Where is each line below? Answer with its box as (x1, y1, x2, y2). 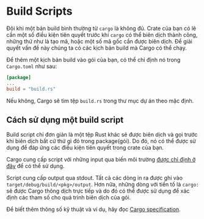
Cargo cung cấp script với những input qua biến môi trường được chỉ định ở (6, 156, 196, 163)
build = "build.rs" (6, 86, 56, 92)
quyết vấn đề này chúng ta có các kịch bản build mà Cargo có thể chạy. (6, 44, 188, 52)
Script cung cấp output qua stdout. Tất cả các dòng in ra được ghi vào (6, 174, 183, 182)
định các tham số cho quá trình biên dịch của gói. (6, 194, 131, 201)
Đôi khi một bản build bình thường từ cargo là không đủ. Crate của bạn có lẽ (6, 25, 197, 32)
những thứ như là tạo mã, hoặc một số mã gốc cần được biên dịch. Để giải (6, 37, 192, 45)
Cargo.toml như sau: (6, 63, 57, 70)
